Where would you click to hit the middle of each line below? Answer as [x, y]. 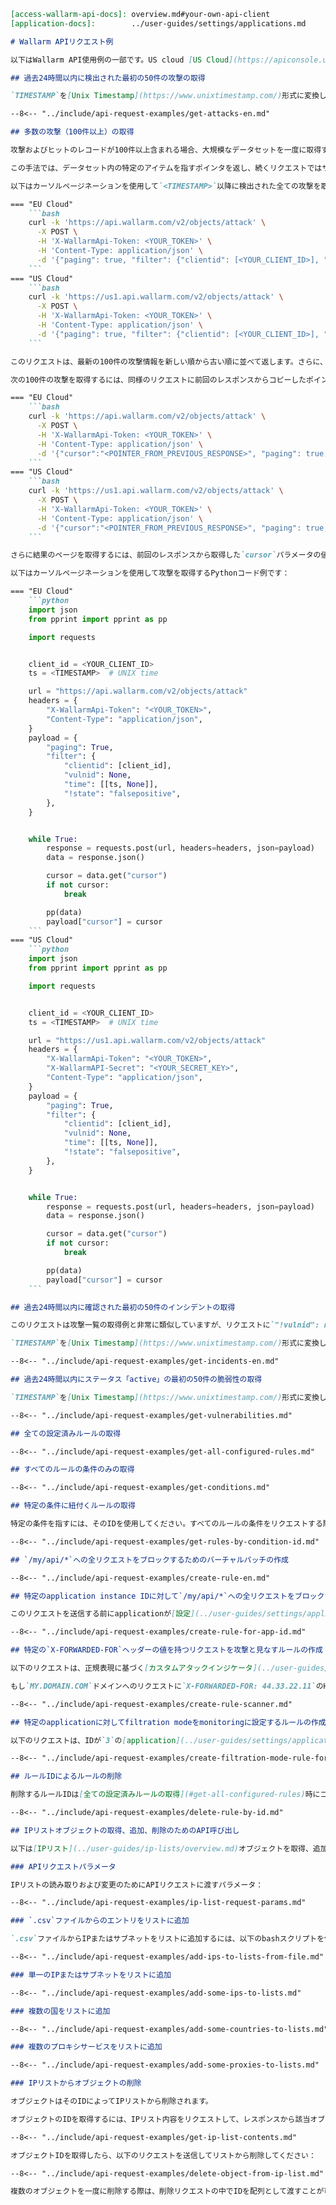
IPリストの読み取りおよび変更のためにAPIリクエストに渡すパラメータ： [137, 1885]
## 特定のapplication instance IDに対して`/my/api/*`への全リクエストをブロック [167, 1596]
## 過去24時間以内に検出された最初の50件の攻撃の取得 [108, 78]
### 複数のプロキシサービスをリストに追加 [86, 2047]
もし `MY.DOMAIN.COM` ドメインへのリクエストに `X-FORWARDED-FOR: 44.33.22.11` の [167, 1686]
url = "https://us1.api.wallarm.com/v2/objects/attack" [147, 1040]
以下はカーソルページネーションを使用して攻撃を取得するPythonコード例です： [150, 573]
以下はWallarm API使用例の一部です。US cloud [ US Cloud [120, 60]
